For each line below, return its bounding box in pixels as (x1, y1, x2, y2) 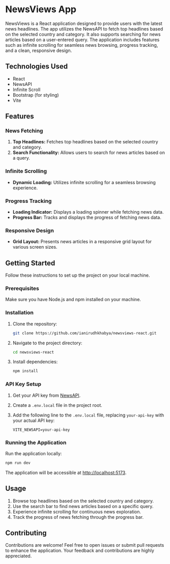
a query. (12, 155, 31, 161)
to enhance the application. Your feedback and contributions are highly (5, 548, 154, 554)
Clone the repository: (12, 320, 58, 326)
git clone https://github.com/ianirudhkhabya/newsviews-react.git (12, 331, 157, 336)
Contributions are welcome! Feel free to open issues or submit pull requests (5, 542, 164, 548)
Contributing (5, 529, 47, 538)
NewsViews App (5, 4, 76, 15)
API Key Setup (5, 380, 42, 388)
